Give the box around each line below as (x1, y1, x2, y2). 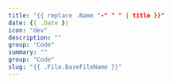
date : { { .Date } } (8, 19, 69, 27)
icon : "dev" (8, 26, 48, 34)
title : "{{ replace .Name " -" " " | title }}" (8, 11, 165, 20)
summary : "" (8, 48, 48, 56)
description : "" (8, 33, 62, 42)
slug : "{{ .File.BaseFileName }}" (8, 63, 123, 71)
